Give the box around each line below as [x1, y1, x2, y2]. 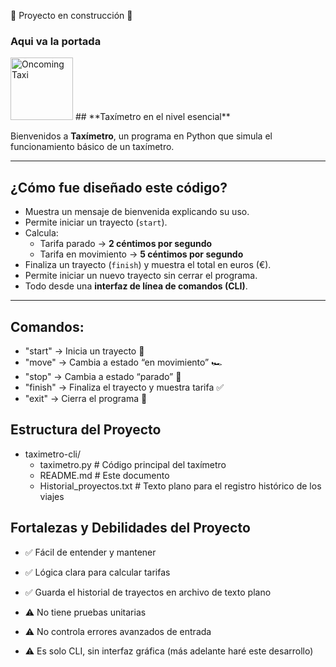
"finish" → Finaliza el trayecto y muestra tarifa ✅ [24, 381, 225, 393]
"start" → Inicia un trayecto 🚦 [24, 345, 145, 357]
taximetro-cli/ [24, 448, 82, 460]
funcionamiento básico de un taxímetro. [10, 141, 175, 153]
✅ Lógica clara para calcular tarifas [24, 566, 171, 578]
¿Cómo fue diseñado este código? [10, 179, 228, 196]
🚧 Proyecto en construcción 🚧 [10, 10, 133, 21]
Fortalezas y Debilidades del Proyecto [10, 520, 251, 537]
